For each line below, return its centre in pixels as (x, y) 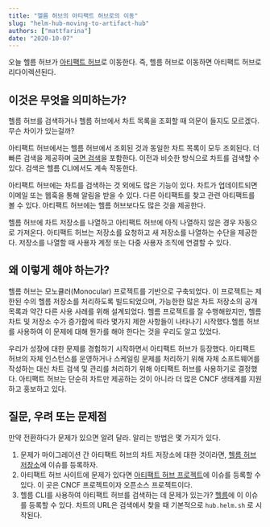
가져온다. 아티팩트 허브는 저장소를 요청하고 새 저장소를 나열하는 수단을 (126, 233)
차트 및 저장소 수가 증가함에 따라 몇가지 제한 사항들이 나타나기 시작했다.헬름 (127, 321)
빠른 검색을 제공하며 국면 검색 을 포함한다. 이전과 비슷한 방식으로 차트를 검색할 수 (134, 159)
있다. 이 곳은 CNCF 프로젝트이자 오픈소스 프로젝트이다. (106, 484)
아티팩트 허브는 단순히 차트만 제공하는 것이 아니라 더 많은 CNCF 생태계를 (133, 378)
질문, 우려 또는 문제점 (58, 416)
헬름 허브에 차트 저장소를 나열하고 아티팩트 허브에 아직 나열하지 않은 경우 (122, 223)
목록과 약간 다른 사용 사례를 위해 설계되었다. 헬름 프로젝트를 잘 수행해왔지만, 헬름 (135, 311)
